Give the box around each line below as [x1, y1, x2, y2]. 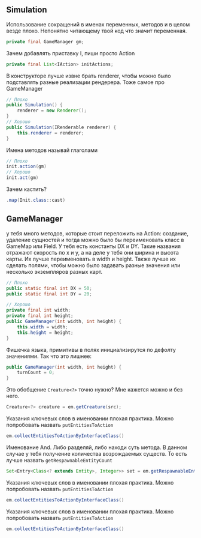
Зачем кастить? [6, 186, 47, 193]
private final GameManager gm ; [6, 38, 84, 44]
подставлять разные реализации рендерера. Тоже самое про [6, 78, 165, 86]
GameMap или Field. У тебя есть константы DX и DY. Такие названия [6, 243, 181, 250]
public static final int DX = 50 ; [6, 285, 93, 291]
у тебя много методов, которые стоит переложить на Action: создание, [6, 229, 189, 237]
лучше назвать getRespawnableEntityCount [6, 456, 112, 464]
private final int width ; [6, 307, 71, 313]
